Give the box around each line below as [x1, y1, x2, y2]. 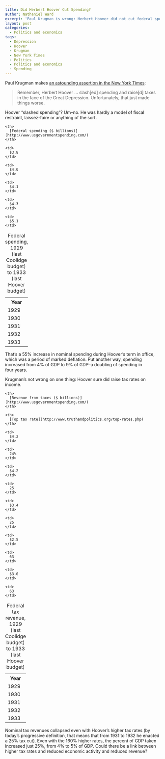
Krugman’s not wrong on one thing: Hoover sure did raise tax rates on [5, 377, 146, 382]
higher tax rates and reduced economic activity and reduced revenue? [5, 748, 147, 754]
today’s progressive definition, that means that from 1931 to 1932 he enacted [5, 732, 160, 738]
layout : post [5, 21, 32, 26]
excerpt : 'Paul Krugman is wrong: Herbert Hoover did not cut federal [5, 16, 153, 21]
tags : [5, 35, 16, 40]
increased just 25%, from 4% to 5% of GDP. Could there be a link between [5, 743, 156, 749]
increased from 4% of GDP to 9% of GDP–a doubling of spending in [5, 362, 142, 367]
